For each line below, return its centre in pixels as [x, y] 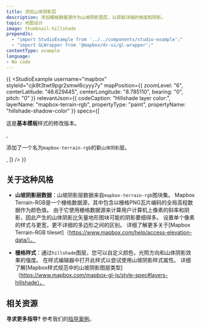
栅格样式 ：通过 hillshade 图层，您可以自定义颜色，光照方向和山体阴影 [100, 253]
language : [19, 56]
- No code [19, 62]
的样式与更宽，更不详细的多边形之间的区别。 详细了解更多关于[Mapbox [103, 225]
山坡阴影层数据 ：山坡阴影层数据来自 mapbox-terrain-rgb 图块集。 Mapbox [105, 195]
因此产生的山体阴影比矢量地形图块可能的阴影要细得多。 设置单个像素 [110, 218]
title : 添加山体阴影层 [31, 12]
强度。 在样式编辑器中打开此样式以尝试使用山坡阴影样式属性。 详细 [108, 260]
